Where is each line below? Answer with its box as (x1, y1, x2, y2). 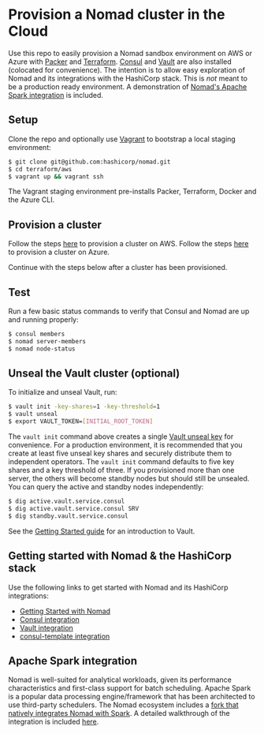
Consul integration (19, 614, 80, 624)
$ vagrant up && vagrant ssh (8, 172, 104, 181)
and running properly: (8, 315, 79, 324)
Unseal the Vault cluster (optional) (8, 367, 180, 380)
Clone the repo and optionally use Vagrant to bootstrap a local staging (8, 134, 236, 144)
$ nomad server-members (8, 337, 87, 345)
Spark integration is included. (8, 90, 104, 99)
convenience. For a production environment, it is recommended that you (8, 440, 243, 450)
